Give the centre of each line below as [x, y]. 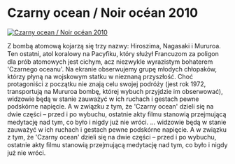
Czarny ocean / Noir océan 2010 [102, 13]
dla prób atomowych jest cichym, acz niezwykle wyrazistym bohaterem [110, 62]
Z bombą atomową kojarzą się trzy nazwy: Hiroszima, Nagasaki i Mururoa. [114, 46]
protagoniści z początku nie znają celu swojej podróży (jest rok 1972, [107, 84]
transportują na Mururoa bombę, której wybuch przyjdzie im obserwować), [115, 91]
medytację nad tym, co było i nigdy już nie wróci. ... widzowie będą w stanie [117, 122]
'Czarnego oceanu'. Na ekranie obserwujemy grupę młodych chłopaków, [112, 69]
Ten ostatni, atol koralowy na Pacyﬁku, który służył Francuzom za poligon [113, 53]
